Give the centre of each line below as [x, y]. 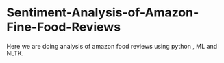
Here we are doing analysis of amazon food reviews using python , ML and [112, 46]
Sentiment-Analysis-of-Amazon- [103, 13]
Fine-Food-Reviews [64, 27]
